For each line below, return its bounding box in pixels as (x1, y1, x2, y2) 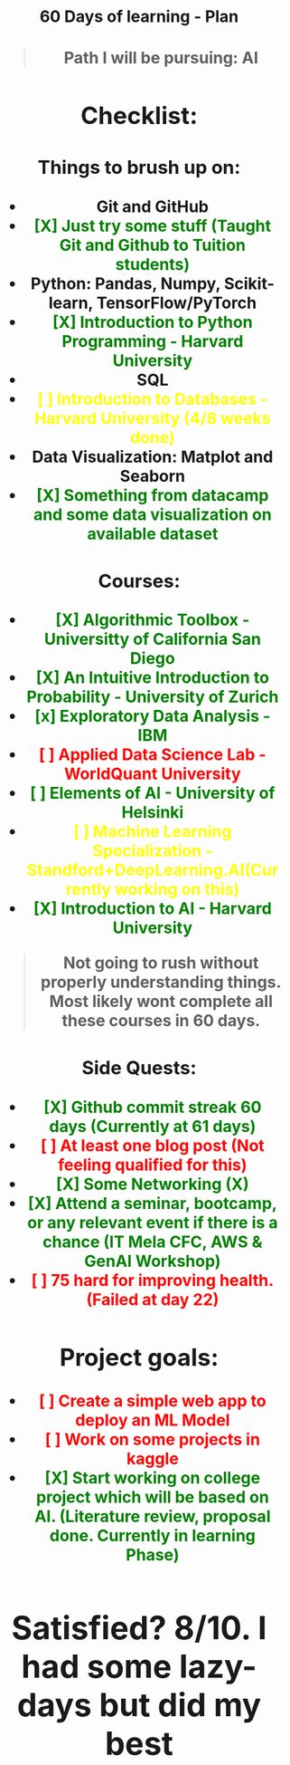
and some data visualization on (33, 504, 272, 524)
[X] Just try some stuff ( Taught (33, 216, 272, 236)
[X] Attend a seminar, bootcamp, (27, 1194, 278, 1213)
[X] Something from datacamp (36, 484, 269, 505)
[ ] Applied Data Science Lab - (38, 744, 267, 765)
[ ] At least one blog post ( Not (40, 1136, 265, 1156)
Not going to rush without (62, 953, 259, 974)
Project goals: (59, 1342, 220, 1372)
